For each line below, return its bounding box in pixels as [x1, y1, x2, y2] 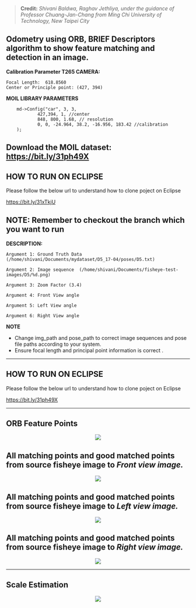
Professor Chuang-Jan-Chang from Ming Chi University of [20, 11, 162, 18]
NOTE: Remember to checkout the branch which [6, 215, 185, 225]
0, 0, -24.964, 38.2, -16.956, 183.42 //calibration [37, 121, 168, 128]
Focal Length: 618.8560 [6, 79, 66, 85]
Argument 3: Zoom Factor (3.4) [6, 282, 82, 288]
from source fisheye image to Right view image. [6, 542, 184, 552]
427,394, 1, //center [37, 111, 90, 117]
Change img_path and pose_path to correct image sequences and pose [14, 334, 187, 341]
